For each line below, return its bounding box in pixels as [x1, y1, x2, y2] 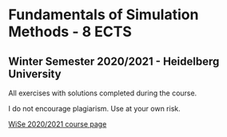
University [8, 66, 62, 81]
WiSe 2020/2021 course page [8, 119, 107, 129]
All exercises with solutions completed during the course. [8, 88, 197, 98]
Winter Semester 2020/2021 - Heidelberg [8, 54, 220, 68]
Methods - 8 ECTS [8, 22, 132, 41]
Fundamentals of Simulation [8, 6, 199, 24]
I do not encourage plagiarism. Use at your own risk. [8, 104, 181, 113]
